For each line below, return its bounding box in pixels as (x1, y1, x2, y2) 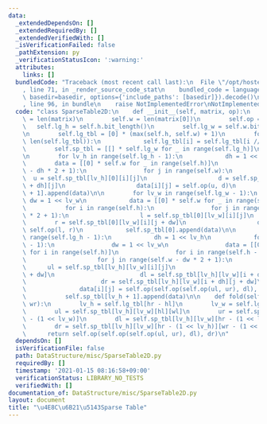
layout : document (8, 396, 66, 404)
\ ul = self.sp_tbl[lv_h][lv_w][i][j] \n (22, 263, 176, 271)
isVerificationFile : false (15, 344, 105, 352)
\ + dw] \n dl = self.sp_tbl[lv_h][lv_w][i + (22, 270, 254, 278)
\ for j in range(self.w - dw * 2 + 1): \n (22, 255, 233, 263)
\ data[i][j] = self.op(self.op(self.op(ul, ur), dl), (22, 286, 258, 294)
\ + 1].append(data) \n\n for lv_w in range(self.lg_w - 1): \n (22, 189, 258, 197)
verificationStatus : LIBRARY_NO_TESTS (15, 374, 145, 382)
